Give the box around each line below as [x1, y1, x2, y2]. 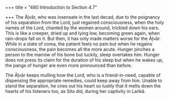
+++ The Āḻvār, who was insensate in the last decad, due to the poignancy [5, 14, 160, 20]
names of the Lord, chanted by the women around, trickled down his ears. [5, 25, 159, 31]
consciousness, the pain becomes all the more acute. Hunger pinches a [5, 46, 155, 52]
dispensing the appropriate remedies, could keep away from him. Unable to [5, 78, 162, 83]
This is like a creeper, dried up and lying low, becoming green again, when [5, 30, 160, 36]
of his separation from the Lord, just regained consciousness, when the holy [5, 20, 164, 25]
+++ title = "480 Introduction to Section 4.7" [5, 5, 97, 10]
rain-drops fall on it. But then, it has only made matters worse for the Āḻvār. [5, 35, 161, 41]
